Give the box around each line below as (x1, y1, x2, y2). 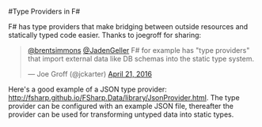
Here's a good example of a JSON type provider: (8, 84, 168, 94)
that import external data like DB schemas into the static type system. (27, 54, 255, 63)
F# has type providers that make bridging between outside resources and (8, 22, 249, 31)
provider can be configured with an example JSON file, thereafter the (8, 102, 234, 110)
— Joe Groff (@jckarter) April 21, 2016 (27, 69, 153, 78)
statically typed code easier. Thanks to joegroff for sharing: (8, 31, 202, 39)
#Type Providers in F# (8, 7, 81, 16)
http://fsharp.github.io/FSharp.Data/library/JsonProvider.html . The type (8, 93, 240, 102)
